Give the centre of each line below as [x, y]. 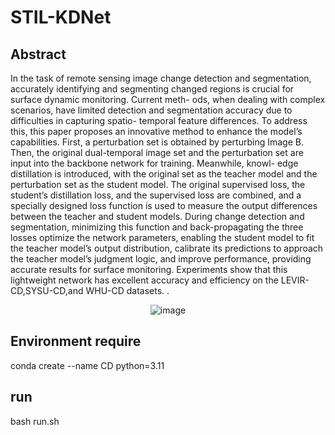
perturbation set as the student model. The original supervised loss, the [158, 184]
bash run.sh [35, 421]
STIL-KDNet [61, 17]
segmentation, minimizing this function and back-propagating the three [157, 227]
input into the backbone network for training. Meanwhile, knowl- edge [154, 163]
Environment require [76, 341]
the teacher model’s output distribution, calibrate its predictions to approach [167, 248]
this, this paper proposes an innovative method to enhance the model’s [156, 131]
